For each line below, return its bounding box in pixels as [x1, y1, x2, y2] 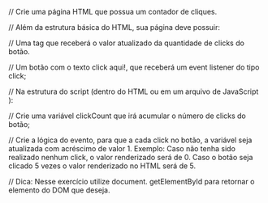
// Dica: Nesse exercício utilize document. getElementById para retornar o [8, 177, 255, 186]
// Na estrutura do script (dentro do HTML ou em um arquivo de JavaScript [8, 87, 259, 96]
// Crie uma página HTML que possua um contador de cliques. [8, 7, 218, 16]
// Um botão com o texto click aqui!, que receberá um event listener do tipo [8, 62, 260, 72]
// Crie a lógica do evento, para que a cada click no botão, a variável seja [8, 135, 253, 145]
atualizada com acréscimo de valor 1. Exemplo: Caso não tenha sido [8, 144, 236, 153]
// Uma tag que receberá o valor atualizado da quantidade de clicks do [8, 38, 245, 48]
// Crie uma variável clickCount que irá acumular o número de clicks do [8, 111, 246, 121]
